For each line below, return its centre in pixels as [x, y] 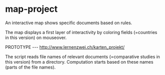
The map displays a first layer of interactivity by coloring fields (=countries [81, 32]
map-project [31, 9]
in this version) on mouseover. [36, 37]
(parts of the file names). [30, 67]
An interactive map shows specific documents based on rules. [69, 23]
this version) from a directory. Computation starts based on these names [79, 62]
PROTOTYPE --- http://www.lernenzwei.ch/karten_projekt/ [65, 47]
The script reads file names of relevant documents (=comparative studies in [82, 56]
